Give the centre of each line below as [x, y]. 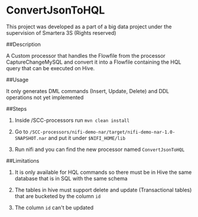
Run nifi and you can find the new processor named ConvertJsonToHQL [100, 149]
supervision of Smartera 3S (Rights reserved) [61, 32]
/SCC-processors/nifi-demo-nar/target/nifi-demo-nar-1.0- [102, 132]
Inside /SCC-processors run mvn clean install [72, 120]
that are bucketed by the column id [58, 196]
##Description [24, 44]
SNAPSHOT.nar [31, 138]
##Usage [17, 80]
